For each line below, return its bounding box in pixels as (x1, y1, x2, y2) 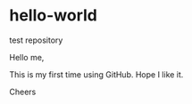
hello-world (9, 5, 98, 26)
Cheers (9, 86, 37, 97)
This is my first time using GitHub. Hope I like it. (9, 68, 184, 80)
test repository (9, 35, 63, 45)
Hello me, (9, 52, 45, 62)
